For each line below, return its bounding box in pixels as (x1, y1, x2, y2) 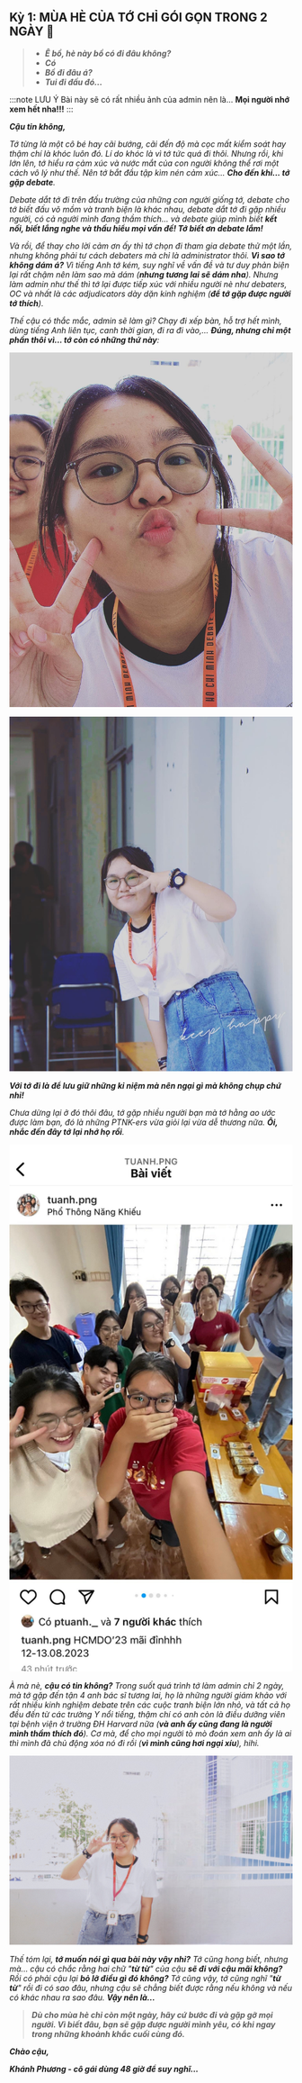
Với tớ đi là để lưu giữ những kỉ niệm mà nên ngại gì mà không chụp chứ (9, 1081, 281, 1091)
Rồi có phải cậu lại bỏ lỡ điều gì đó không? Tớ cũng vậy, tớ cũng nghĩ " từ (9, 1972, 281, 1983)
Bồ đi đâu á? (44, 67, 93, 77)
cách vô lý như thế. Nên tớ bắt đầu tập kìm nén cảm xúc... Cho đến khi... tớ (9, 167, 290, 177)
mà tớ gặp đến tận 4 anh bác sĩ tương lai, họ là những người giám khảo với (9, 1689, 288, 1700)
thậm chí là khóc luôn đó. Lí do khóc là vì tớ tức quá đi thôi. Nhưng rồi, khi (9, 148, 284, 158)
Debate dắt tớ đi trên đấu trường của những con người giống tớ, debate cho (9, 194, 290, 204)
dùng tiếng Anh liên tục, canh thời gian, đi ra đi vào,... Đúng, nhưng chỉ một (9, 324, 291, 335)
